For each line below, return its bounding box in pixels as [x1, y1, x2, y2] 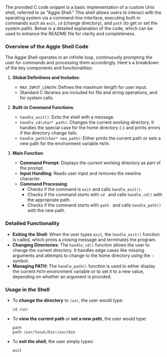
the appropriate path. [27, 197, 71, 203]
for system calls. [19, 95, 54, 101]
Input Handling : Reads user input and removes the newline [19, 170, 141, 176]
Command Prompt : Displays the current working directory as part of [19, 160, 161, 166]
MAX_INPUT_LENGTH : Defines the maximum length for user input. [19, 84, 148, 90]
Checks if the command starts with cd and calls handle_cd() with [27, 192, 163, 198]
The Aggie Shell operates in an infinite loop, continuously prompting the [5, 54, 153, 60]
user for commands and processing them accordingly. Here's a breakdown [5, 60, 159, 66]
